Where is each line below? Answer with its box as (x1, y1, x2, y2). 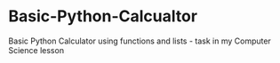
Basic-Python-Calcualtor (8, 6, 197, 27)
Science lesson (8, 44, 64, 55)
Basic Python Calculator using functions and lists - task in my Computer (8, 35, 272, 46)
